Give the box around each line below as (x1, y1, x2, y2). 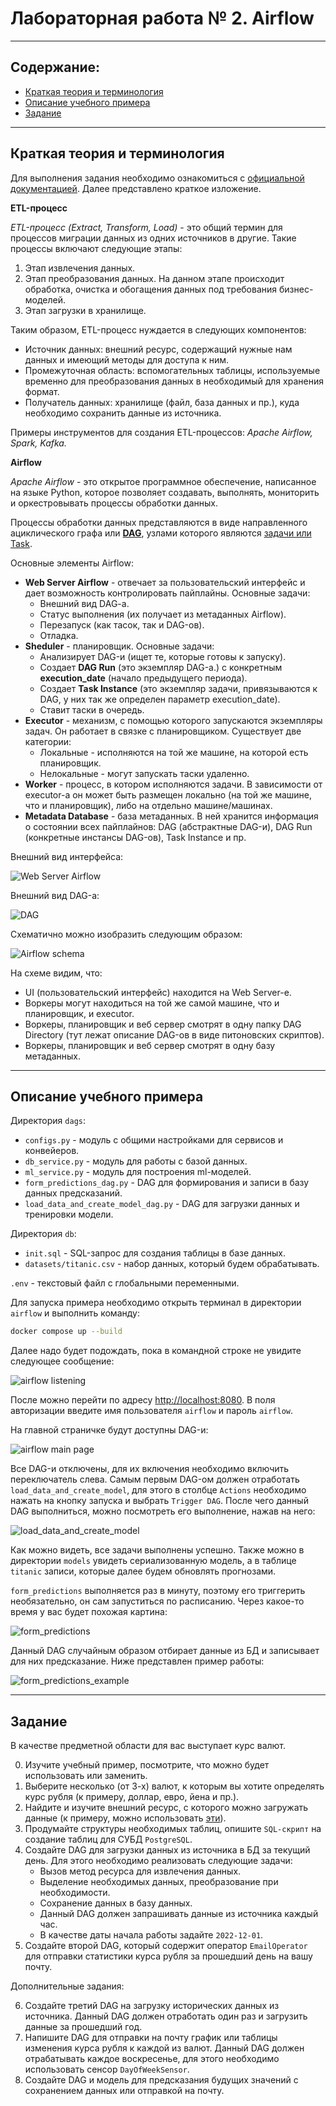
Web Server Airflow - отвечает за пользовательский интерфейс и (24, 576, 306, 588)
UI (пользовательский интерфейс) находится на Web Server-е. (24, 986, 292, 998)
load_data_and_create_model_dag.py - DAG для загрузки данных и (24, 1198, 300, 1210)
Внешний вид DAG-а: (10, 889, 100, 901)
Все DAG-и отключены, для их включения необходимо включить (10, 1463, 290, 1475)
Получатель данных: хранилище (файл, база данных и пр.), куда (24, 396, 300, 408)
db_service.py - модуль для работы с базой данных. (24, 1155, 248, 1167)
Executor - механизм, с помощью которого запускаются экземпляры (24, 714, 323, 726)
